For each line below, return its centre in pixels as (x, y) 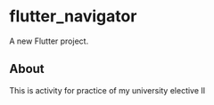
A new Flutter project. (49, 41)
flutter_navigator (73, 16)
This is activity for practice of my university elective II (107, 90)
